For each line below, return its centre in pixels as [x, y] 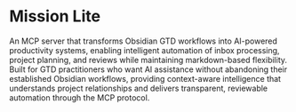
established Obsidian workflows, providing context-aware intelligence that [145, 78]
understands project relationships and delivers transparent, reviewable [139, 88]
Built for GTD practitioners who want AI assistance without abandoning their [148, 69]
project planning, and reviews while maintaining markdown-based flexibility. [148, 60]
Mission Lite [55, 16]
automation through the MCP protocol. [80, 97]
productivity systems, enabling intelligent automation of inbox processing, [144, 50]
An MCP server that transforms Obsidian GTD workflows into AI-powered [144, 41]
